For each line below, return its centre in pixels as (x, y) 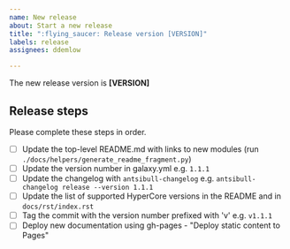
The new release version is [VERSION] (80, 83)
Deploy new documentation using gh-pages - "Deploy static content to (151, 225)
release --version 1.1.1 (107, 188)
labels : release (39, 42)
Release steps (49, 111)
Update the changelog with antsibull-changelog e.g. (118, 178)
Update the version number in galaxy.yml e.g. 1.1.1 (116, 168)
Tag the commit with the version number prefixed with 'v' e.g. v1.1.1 (147, 215)
